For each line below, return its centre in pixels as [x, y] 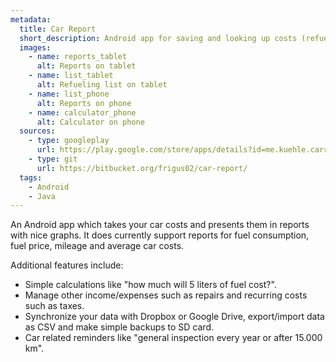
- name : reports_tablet [78, 57]
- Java [42, 196]
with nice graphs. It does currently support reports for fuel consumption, [160, 235]
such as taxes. [54, 306]
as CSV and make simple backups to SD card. [119, 327]
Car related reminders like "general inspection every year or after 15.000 [173, 338]
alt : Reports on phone [84, 103]
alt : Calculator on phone [90, 122]
